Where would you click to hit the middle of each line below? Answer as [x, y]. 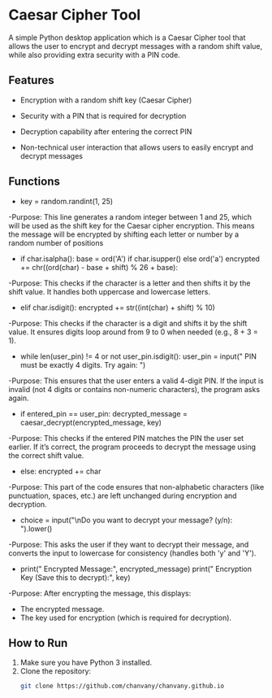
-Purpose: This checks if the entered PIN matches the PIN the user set [126, 438]
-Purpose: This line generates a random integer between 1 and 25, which [130, 216]
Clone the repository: [56, 671]
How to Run [38, 643]
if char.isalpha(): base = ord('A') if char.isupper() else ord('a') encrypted [140, 259]
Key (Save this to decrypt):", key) [76, 577]
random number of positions [56, 242]
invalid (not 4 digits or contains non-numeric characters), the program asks [134, 389]
